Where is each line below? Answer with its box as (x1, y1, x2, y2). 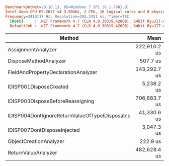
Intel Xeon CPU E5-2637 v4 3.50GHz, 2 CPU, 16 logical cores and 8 (5, 9, 150, 14)
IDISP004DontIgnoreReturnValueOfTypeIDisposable (8, 112, 131, 119)
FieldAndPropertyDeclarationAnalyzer (8, 69, 98, 76)
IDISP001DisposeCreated (8, 84, 69, 91)
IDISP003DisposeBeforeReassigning (8, 98, 95, 105)
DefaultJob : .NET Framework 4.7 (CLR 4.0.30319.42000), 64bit (10, 23, 145, 28)
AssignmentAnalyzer (8, 46, 57, 53)
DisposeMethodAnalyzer (8, 57, 66, 64)
